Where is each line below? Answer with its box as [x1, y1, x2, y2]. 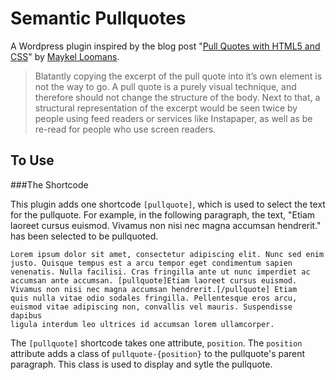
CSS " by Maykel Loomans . [10, 50, 120, 62]
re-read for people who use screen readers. [34, 123, 217, 135]
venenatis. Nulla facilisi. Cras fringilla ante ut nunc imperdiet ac [10, 267, 311, 277]
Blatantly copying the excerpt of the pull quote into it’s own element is [34, 70, 323, 82]
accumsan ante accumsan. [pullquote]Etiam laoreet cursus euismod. [10, 275, 298, 286]
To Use [10, 152, 55, 169]
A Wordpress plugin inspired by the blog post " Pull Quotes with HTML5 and [10, 40, 321, 52]
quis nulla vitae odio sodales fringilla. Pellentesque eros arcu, [10, 293, 298, 303]
